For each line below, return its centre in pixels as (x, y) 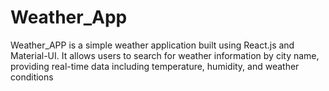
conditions (32, 77)
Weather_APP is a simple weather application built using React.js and (152, 45)
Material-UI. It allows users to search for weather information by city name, (165, 55)
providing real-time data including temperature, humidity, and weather (155, 66)
